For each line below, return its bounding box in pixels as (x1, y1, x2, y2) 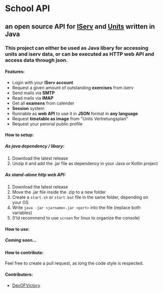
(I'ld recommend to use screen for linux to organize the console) (12, 215, 140, 221)
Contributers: (5, 272, 33, 277)
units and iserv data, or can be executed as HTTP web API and (5, 51, 154, 57)
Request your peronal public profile (12, 121, 83, 127)
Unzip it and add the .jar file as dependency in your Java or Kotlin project (12, 161, 158, 166)
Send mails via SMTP (12, 90, 55, 95)
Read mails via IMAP (12, 95, 54, 101)
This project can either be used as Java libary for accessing (5, 44, 149, 51)
